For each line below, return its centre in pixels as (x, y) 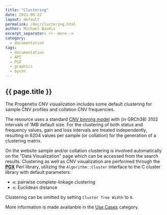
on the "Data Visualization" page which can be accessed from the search (82, 156)
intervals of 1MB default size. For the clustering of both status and (74, 124)
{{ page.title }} (29, 92)
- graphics (21, 66)
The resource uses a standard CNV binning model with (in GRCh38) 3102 (82, 119)
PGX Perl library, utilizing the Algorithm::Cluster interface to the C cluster (83, 167)
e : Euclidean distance (35, 187)
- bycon (18, 71)
